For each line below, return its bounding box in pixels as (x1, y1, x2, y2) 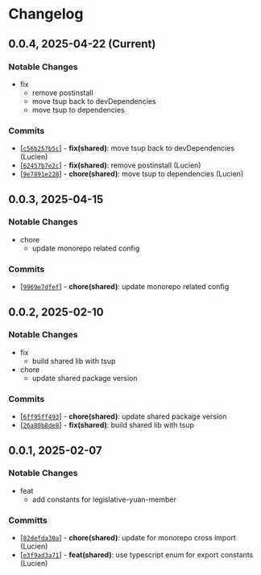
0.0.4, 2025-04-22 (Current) (8, 37, 156, 51)
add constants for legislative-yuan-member (31, 494, 177, 504)
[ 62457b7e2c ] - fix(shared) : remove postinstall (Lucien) (19, 160, 201, 170)
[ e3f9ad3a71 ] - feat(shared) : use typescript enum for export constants (19, 550, 254, 560)
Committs (8, 515, 48, 526)
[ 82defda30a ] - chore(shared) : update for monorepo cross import (19, 533, 236, 543)
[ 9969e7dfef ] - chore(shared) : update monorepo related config (19, 282, 230, 292)
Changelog (8, 5, 84, 23)
